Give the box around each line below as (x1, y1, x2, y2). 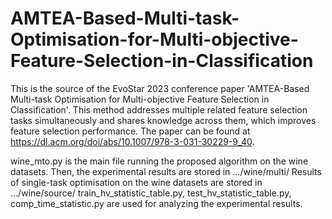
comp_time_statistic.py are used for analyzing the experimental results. (10, 197, 303, 209)
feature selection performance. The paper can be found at (10, 125, 251, 137)
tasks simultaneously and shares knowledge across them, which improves (10, 114, 317, 126)
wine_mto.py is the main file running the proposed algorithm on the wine (10, 155, 309, 167)
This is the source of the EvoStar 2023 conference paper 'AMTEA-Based (10, 82, 310, 94)
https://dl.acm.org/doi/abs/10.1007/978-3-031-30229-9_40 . (10, 135, 255, 147)
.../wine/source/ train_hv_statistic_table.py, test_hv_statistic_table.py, (10, 187, 292, 199)
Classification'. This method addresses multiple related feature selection (10, 103, 308, 116)
